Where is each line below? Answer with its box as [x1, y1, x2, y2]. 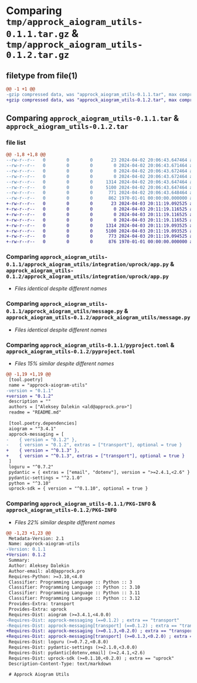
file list [6, 138, 26, 146]
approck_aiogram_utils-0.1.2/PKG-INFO [6, 507, 117, 514]
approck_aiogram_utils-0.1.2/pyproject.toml [6, 348, 135, 355]
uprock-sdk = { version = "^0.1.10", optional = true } [8, 486, 148, 491]
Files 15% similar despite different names [14, 360, 114, 367]
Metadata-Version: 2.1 [8, 535, 64, 541]
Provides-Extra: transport [8, 601, 75, 607]
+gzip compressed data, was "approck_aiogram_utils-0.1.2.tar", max [6, 97, 177, 103]
